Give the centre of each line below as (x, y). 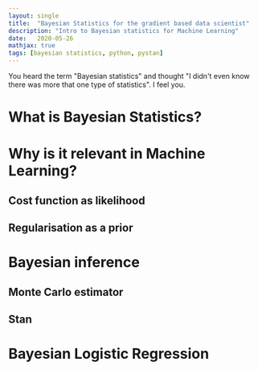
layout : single (34, 16)
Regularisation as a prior (71, 228)
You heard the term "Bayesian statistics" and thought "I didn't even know (129, 76)
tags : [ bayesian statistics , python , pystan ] (86, 53)
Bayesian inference (74, 263)
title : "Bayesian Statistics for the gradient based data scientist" (129, 23)
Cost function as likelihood (77, 201)
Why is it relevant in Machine (107, 154)
